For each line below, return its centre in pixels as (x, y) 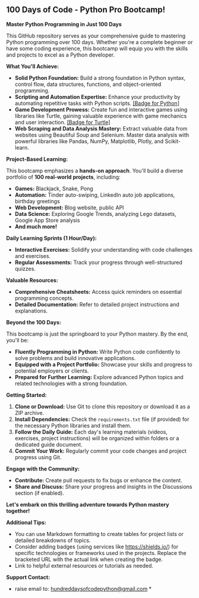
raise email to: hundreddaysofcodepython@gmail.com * (83, 588)
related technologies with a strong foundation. (71, 383)
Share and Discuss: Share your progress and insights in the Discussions (103, 487)
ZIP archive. (29, 413)
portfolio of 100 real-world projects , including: (63, 177)
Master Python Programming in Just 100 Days (64, 24)
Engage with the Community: (43, 469)
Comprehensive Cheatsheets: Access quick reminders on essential (98, 292)
